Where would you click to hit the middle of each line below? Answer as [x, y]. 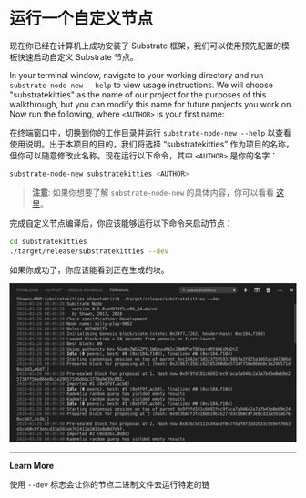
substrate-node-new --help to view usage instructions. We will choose [142, 85]
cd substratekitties [49, 241]
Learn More [32, 466]
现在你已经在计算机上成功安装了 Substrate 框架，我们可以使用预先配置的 [146, 46]
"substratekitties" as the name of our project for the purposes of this [138, 94]
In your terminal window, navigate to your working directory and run [137, 75]
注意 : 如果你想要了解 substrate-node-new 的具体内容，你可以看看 [153, 192]
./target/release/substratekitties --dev [89, 251]
